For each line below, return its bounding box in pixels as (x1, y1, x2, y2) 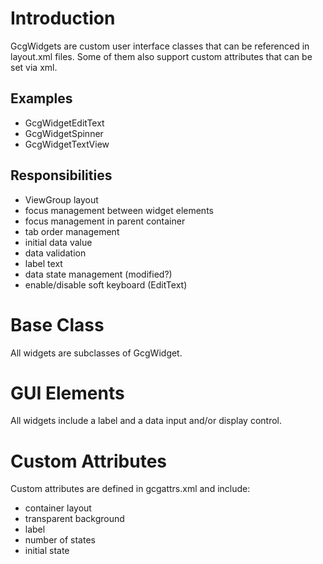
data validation (24, 247, 87, 259)
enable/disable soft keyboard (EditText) (24, 278, 188, 291)
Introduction (10, 7, 116, 30)
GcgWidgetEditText (24, 117, 105, 129)
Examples (10, 90, 73, 107)
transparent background (24, 513, 125, 525)
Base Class (10, 313, 105, 336)
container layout (24, 502, 92, 514)
